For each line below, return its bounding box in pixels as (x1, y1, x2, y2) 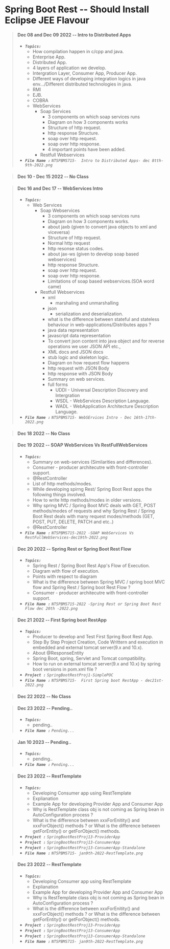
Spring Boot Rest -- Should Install (5, 4, 149, 15)
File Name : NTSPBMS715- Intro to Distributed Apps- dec (25, 158, 150, 163)
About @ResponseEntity (32, 650, 84, 656)
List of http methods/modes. (32, 480, 92, 487)
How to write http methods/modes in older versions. (32, 497, 142, 503)
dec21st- (144, 678, 164, 683)
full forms (47, 381, 68, 387)
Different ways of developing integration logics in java (32, 76, 146, 82)
